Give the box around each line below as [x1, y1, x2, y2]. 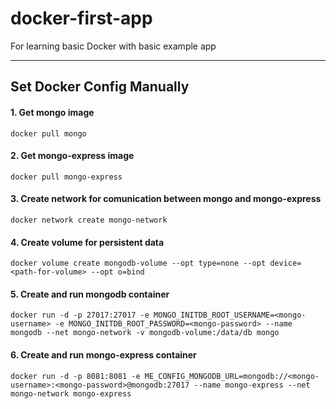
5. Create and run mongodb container [10, 288, 170, 300]
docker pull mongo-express [10, 172, 123, 182]
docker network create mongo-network [10, 215, 168, 225]
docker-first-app [10, 7, 153, 30]
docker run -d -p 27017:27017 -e [10, 310, 150, 321]
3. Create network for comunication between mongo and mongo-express [10, 193, 322, 205]
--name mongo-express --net [193, 380, 311, 390]
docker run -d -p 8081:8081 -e [10, 371, 141, 381]
